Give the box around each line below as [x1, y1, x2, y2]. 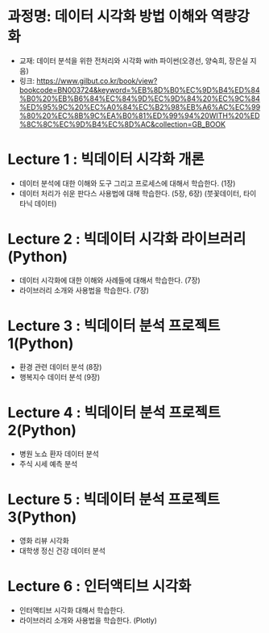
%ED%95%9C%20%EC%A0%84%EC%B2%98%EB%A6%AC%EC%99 [19, 102, 261, 111]
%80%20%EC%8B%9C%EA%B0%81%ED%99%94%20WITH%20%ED [19, 111, 260, 120]
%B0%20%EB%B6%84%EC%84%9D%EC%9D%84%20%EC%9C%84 [19, 94, 261, 103]
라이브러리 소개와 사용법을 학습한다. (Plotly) [19, 615, 158, 625]
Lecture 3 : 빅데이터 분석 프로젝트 [7, 316, 221, 335]
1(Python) [7, 334, 74, 352]
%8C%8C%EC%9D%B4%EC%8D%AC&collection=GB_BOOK [19, 119, 226, 129]
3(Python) [7, 508, 77, 526]
